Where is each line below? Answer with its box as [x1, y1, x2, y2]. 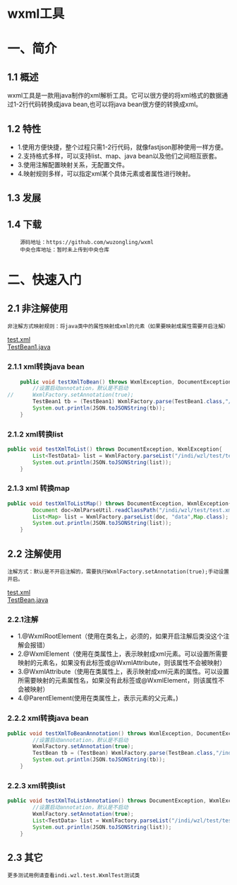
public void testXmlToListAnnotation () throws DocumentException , [7, 797, 207, 804]
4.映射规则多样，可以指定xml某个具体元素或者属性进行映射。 [17, 170, 195, 178]
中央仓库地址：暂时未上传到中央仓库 [20, 246, 109, 254]
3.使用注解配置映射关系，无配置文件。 [17, 161, 129, 169]
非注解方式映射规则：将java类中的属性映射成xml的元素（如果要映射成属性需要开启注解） [7, 323, 229, 330]
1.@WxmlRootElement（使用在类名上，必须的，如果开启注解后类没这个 [17, 632, 224, 640]
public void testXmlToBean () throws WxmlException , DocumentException [20, 378, 232, 386]
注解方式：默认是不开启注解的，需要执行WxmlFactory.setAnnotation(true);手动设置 [7, 568, 229, 576]
